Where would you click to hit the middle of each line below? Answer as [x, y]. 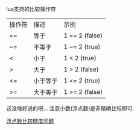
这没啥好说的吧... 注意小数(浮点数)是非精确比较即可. [70, 108]
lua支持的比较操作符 [31, 9]
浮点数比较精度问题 [30, 121]
